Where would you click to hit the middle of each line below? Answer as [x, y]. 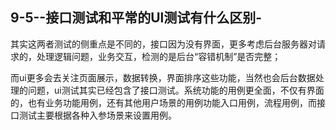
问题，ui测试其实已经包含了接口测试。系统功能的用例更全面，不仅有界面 [176, 90]
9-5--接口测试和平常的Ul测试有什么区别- [136, 18]
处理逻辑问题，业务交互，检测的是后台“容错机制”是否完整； [159, 56]
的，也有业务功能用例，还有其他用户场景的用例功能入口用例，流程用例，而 [163, 102]
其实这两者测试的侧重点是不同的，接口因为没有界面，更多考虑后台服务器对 [163, 44]
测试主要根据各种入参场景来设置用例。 [97, 115]
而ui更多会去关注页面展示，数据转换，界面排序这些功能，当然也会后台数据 [163, 77]
